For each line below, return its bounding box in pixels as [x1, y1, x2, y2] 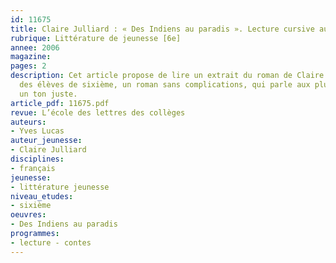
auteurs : [10, 117, 47, 127]
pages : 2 [10, 61, 47, 71]
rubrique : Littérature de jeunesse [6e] [10, 33, 182, 43]
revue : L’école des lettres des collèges [10, 107, 186, 118]
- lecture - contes [10, 237, 92, 248]
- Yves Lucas [10, 126, 65, 136]
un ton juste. [19, 89, 78, 99]
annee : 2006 [10, 42, 60, 53]
